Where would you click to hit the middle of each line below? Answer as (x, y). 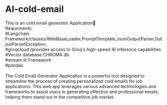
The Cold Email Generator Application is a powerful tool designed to (75, 76)
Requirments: (19, 28)
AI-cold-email (34, 9)
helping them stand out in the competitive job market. (60, 97)
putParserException (25, 44)
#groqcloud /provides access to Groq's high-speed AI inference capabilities (83, 49)
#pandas (14, 65)
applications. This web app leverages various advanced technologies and (81, 86)
